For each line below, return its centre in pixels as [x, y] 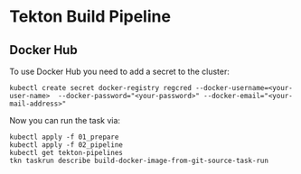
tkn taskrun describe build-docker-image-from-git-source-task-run [139, 160]
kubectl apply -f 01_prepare [64, 137]
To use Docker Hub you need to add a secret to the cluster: [120, 71]
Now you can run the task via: [65, 120]
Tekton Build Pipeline [90, 17]
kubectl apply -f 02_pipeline [66, 145]
